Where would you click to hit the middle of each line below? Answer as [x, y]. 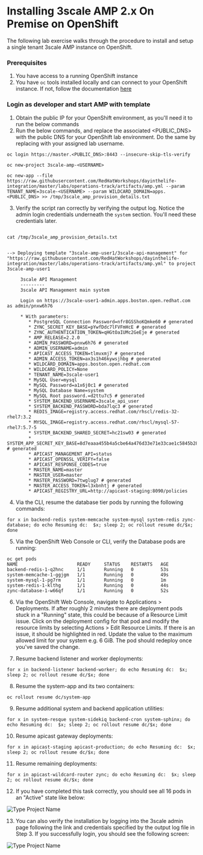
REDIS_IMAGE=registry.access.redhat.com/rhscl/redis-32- [107, 411]
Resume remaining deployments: [56, 763]
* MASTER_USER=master [56, 475]
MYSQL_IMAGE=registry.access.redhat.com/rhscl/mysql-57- [107, 422]
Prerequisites [27, 63]
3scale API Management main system [65, 290]
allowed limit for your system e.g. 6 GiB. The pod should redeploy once [104, 640]
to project [182, 263]
